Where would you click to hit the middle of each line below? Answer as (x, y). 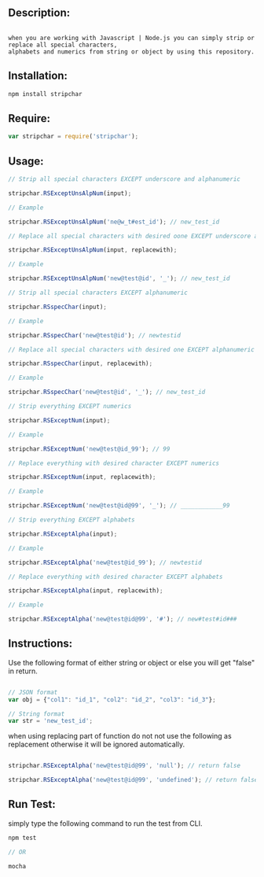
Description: (39, 13)
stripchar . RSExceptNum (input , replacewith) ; (82, 477)
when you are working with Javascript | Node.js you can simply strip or (132, 38)
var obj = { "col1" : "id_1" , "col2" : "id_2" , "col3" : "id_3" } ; (112, 699)
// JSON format (33, 692)
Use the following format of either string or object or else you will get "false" (132, 662)
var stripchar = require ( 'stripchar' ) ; (73, 137)
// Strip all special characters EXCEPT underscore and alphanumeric (125, 179)
